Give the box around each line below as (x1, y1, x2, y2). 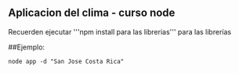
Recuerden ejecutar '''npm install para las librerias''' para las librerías (8, 27, 232, 36)
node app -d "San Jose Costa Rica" (8, 57, 125, 65)
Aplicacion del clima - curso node (8, 6, 176, 20)
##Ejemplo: (8, 42, 45, 52)
